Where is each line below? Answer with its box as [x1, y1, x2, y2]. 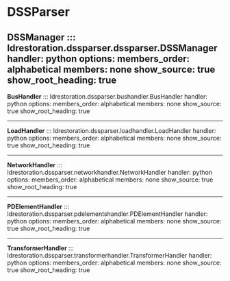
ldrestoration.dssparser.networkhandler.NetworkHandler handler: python [7, 169, 213, 176]
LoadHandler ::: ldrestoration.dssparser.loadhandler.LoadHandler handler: [7, 127, 216, 134]
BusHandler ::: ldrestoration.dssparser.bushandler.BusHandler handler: [7, 93, 207, 100]
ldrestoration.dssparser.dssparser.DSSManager [7, 42, 218, 53]
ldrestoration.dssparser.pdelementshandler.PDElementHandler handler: [7, 210, 208, 218]
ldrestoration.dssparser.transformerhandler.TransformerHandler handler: [7, 252, 212, 259]
